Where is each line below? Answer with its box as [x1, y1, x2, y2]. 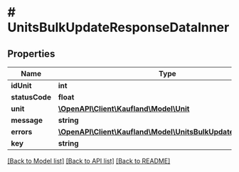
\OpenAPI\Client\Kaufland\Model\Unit [58, 104, 190, 114]
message [11, 115, 43, 125]
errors [11, 127, 33, 136]
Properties [7, 48, 55, 60]
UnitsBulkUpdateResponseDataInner [7, 19, 230, 36]
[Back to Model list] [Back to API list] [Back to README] [7, 157, 171, 165]
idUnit [11, 81, 32, 90]
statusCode [11, 92, 52, 102]
